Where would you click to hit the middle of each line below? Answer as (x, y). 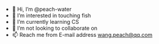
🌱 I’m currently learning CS (46, 22)
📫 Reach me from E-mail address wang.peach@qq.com (82, 35)
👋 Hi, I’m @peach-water (42, 9)
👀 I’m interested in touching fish (51, 15)
